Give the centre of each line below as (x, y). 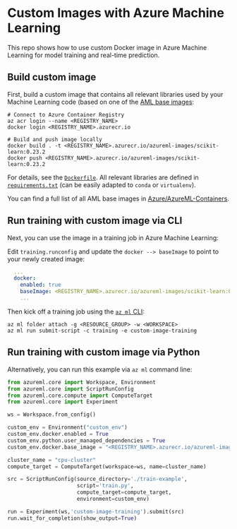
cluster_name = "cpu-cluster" (52, 460)
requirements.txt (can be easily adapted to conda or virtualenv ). (102, 184)
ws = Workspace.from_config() (52, 415)
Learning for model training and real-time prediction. (84, 55)
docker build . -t (34, 145)
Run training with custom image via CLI (95, 221)
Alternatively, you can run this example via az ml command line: (100, 369)
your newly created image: (46, 258)
